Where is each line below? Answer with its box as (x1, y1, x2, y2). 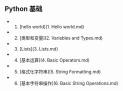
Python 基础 (4, 4, 43, 13)
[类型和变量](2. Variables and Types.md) (19, 34, 103, 41)
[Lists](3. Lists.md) (19, 45, 58, 51)
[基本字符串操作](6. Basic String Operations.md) (19, 80, 118, 86)
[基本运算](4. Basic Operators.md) (19, 57, 90, 63)
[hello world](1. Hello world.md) (19, 23, 84, 29)
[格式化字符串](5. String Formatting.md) (19, 68, 101, 74)
